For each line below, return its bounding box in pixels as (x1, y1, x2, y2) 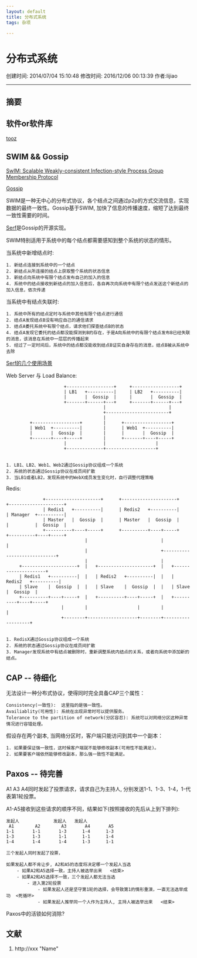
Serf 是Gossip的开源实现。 (6, 224, 69, 231)
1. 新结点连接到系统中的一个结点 (6, 262, 75, 268)
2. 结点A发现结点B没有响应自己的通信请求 (6, 317, 94, 324)
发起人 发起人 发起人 (6, 818, 88, 824)
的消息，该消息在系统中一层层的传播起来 (6, 336, 89, 342)
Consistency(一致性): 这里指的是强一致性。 (6, 703, 106, 708)
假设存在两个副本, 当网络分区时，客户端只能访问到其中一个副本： (6, 732, 163, 739)
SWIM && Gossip (6, 151, 69, 162)
